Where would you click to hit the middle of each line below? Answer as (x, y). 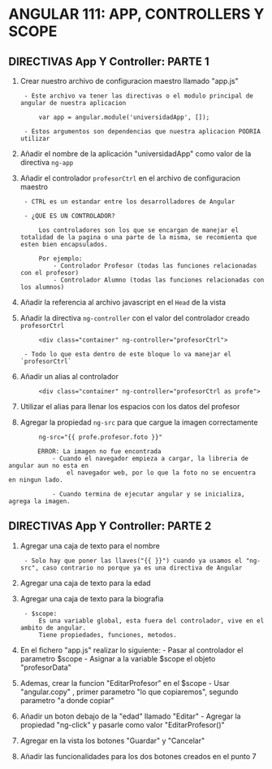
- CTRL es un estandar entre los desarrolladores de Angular (130, 202)
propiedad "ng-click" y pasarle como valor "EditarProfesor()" (122, 724)
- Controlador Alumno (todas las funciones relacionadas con (159, 280)
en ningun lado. (36, 480)
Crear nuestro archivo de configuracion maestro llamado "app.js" (130, 81)
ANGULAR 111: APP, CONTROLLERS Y (136, 14)
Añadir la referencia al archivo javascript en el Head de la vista (123, 302)
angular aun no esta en (49, 465)
